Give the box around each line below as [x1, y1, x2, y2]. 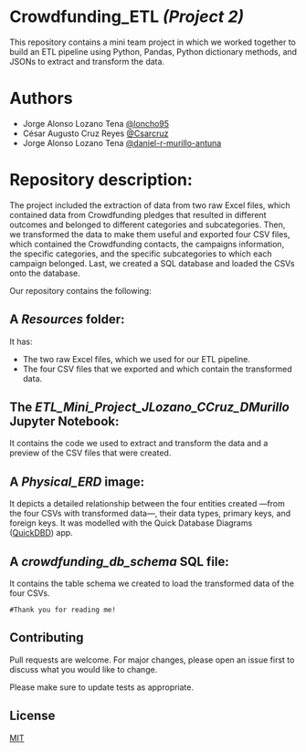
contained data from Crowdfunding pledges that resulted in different [9, 209, 267, 220]
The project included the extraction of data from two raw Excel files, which [9, 199, 290, 211]
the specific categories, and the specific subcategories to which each [9, 248, 272, 259]
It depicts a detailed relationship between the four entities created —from [9, 498, 286, 509]
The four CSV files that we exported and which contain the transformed [22, 363, 292, 374]
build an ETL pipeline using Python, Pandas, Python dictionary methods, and [9, 46, 298, 57]
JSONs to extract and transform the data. [9, 56, 165, 67]
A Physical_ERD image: [9, 474, 145, 489]
